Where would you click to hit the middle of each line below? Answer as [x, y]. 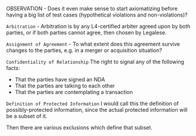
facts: [13, 68]
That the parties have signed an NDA [60, 80]
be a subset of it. [27, 116]
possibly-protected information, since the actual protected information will [97, 110]
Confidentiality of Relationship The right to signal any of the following [95, 62]
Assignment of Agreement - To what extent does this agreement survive [93, 44]
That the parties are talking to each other [65, 86]
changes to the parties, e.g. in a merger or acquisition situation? [84, 50]
